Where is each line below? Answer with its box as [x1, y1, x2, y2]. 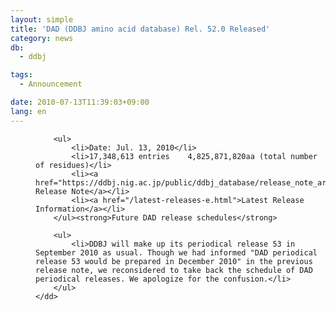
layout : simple [10, 14, 74, 25]
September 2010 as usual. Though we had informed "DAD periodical [35, 247, 318, 258]
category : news [10, 33, 74, 43]
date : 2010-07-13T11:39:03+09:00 [10, 97, 150, 107]
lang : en [10, 106, 47, 116]
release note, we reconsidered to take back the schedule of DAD [35, 265, 313, 275]
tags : [10, 70, 33, 80]
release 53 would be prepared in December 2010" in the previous [35, 256, 313, 266]
